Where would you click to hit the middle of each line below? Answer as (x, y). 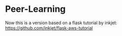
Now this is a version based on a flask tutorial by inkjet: (61, 23)
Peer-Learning (35, 9)
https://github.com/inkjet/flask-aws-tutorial (49, 28)
